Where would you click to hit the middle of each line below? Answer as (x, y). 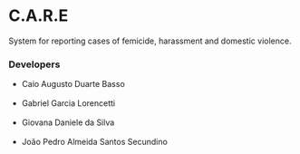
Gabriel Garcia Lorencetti (68, 103)
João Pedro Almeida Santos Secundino (95, 142)
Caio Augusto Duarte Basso (73, 84)
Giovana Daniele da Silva (68, 122)
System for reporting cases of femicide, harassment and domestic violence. (150, 41)
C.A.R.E (39, 16)
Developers (34, 64)
